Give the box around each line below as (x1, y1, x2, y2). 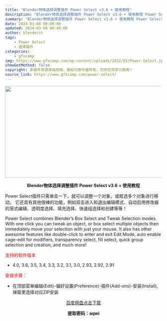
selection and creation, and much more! (5, 242, 87, 248)
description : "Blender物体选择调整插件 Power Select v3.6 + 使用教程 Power (5, 12, 157, 17)
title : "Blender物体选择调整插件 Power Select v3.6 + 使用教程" (5, 7, 132, 12)
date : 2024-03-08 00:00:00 (5, 21, 61, 26)
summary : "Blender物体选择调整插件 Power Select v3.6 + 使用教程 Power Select (5, 16, 163, 21)
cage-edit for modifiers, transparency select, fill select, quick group (5, 236, 144, 242)
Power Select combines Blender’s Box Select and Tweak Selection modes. (5, 215, 158, 221)
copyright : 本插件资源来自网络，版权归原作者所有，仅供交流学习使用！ (5, 68, 133, 73)
